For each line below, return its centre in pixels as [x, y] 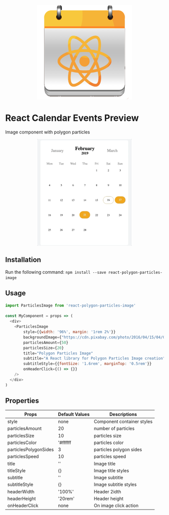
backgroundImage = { [43, 337]
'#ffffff [65, 443]
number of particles [114, 428]
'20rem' [66, 498]
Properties [22, 401]
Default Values [74, 414]
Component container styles [123, 422]
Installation [23, 260]
